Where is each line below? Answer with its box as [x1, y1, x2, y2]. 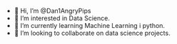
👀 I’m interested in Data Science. [14, 14, 111, 22]
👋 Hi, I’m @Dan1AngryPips [14, 7, 91, 15]
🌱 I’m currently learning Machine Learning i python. [14, 22, 166, 29]
